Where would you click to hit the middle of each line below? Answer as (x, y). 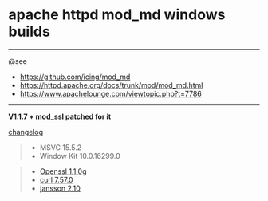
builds (29, 32)
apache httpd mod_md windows (117, 15)
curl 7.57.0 (56, 179)
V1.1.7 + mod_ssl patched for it (60, 116)
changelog (26, 132)
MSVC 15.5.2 (61, 147)
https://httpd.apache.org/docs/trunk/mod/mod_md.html (111, 85)
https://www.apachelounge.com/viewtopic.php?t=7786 (110, 93)
